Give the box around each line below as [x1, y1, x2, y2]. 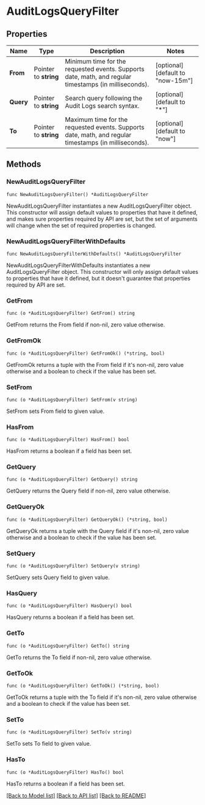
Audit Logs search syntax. [65, 102, 140, 110]
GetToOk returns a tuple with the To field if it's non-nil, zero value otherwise [6, 694, 197, 701]
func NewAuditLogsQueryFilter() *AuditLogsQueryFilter [6, 191, 149, 197]
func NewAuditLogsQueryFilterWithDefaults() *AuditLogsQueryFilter [6, 251, 182, 257]
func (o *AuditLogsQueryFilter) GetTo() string [6, 643, 130, 649]
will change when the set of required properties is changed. [6, 222, 157, 229]
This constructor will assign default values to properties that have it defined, [6, 208, 198, 216]
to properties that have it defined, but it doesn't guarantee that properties [6, 274, 191, 282]
